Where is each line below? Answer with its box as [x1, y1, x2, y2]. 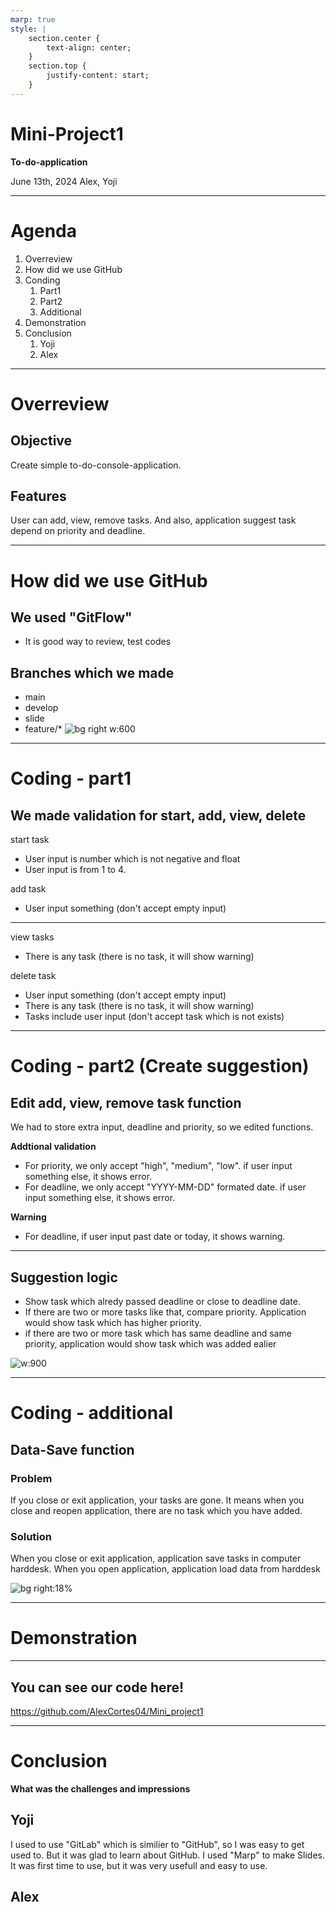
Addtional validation [10, 1141, 97, 1153]
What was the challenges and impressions [10, 1782, 191, 1795]
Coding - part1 [10, 767, 132, 790]
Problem [10, 1471, 53, 1485]
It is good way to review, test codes [24, 636, 172, 648]
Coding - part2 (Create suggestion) [10, 1055, 310, 1078]
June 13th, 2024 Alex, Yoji [10, 175, 118, 187]
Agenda [10, 219, 77, 242]
